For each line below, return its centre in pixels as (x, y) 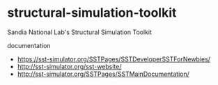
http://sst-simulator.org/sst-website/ (69, 66)
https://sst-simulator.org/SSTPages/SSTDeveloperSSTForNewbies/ (114, 59)
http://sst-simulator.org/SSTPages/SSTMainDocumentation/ (103, 74)
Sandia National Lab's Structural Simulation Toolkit (79, 32)
